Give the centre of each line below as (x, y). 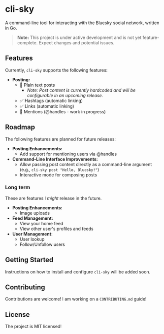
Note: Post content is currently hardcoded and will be (81, 90)
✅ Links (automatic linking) (47, 106)
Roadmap (20, 127)
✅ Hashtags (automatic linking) (51, 100)
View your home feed (41, 223)
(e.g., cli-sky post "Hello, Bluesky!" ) (59, 169)
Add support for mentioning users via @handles (68, 154)
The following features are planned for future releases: (61, 139)
